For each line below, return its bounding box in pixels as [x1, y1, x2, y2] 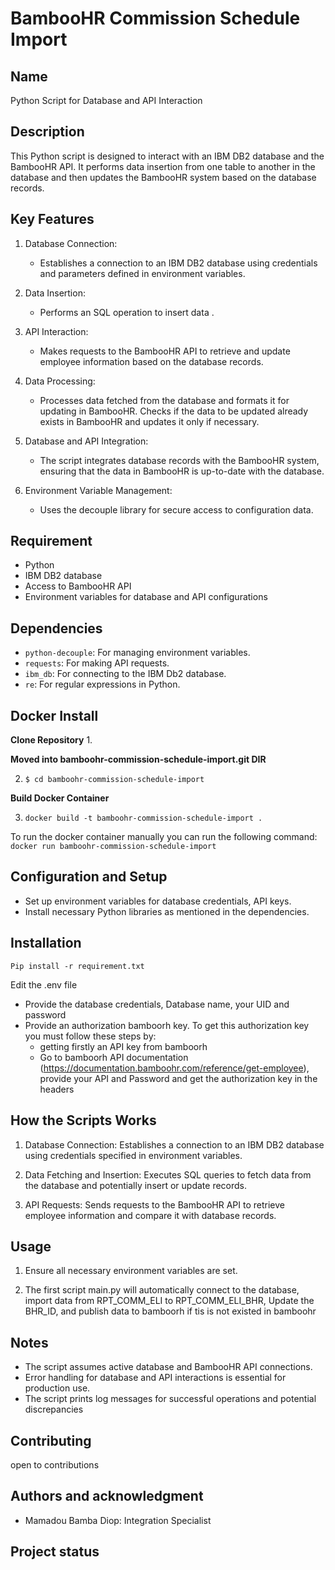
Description [10, 123, 85, 141]
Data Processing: [24, 375, 96, 387]
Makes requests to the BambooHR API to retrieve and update [39, 345, 291, 357]
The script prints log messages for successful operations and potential [24, 1393, 317, 1405]
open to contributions [10, 1458, 100, 1471]
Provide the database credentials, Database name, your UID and [24, 998, 290, 1010]
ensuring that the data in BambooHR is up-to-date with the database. [39, 465, 325, 477]
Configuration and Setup [10, 868, 168, 886]
